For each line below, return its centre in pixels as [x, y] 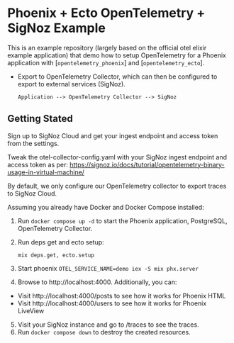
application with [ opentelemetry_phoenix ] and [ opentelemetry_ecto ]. [106, 62]
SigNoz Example [57, 28]
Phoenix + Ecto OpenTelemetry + [106, 13]
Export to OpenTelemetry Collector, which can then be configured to [117, 77]
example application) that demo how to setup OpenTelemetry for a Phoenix [117, 55]
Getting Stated [40, 119]
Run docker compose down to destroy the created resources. [104, 332]
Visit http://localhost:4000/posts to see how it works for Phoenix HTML [122, 296]
